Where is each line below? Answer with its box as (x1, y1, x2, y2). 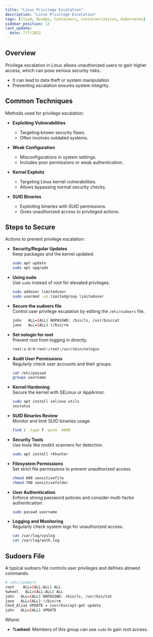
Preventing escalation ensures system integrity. (12, 82, 110, 88)
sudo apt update (12, 261, 46, 266)
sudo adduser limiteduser (12, 290, 66, 295)
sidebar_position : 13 (5, 21, 50, 26)
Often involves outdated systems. (19, 135, 88, 141)
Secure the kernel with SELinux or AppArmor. (12, 389, 105, 395)
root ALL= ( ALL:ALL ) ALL (5, 584, 61, 590)
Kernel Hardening (12, 384, 50, 390)
